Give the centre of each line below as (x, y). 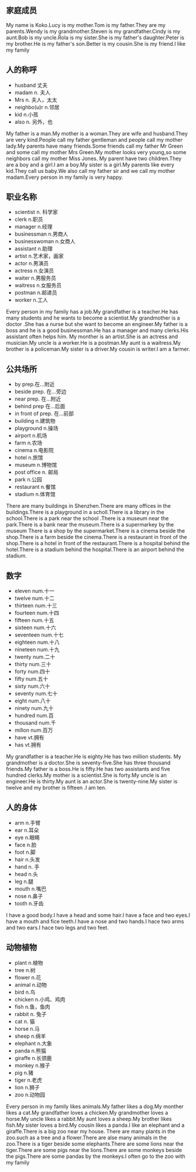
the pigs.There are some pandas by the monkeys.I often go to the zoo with (96, 1156)
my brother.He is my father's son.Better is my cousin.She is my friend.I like (96, 43)
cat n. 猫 (25, 1021)
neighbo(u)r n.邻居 (37, 107)
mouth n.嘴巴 (30, 889)
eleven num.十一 (35, 591)
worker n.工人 (31, 300)
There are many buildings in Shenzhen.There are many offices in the (89, 506)
